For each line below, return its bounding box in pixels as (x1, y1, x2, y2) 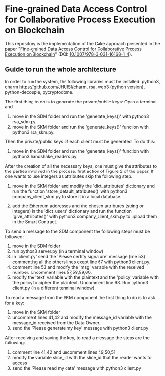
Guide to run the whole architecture (5, 66, 117, 74)
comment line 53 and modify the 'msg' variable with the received (12, 264, 144, 270)
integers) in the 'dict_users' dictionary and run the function (12, 208, 132, 214)
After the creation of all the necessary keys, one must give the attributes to (5, 163, 157, 169)
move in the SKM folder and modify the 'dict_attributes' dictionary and (12, 183, 155, 189)
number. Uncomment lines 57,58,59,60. (12, 269, 92, 275)
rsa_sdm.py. (12, 118, 37, 124)
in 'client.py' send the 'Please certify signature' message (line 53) (12, 253, 146, 259)
